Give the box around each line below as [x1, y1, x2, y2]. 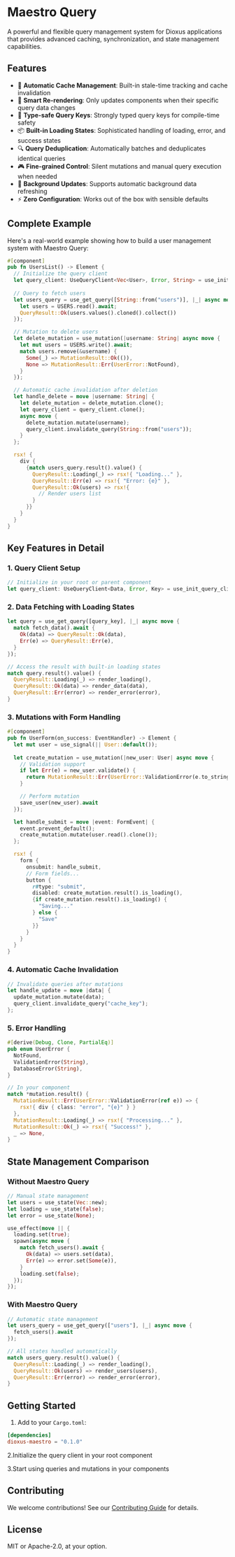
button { [25, 876, 52, 884]
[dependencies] [7, 1432, 52, 1439]
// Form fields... [25, 870, 80, 877]
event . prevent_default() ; [20, 825, 96, 832]
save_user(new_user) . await [20, 799, 99, 806]
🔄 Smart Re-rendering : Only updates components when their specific [17, 96, 219, 104]
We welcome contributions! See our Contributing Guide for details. [7, 1503, 199, 1512]
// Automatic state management [7, 1316, 99, 1323]
